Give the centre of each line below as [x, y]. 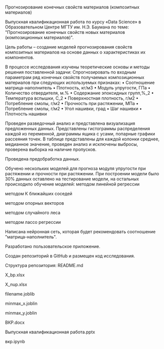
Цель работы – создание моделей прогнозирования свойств [69, 47]
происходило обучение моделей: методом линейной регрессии [72, 184]
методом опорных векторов [35, 203]
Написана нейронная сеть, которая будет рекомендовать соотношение [80, 232]
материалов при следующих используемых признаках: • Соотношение [80, 82]
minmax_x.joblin [21, 303]
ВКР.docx [15, 322]
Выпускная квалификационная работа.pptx [50, 332]
